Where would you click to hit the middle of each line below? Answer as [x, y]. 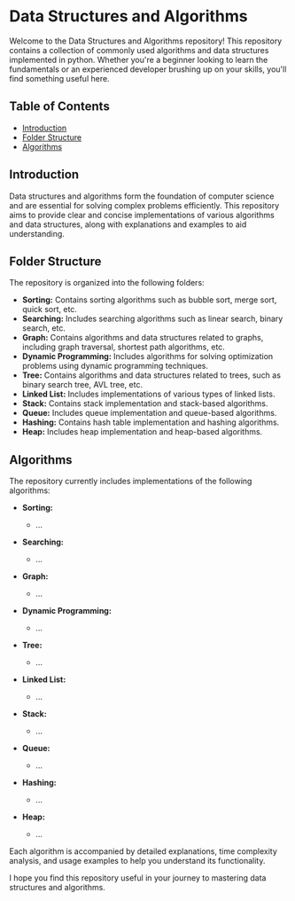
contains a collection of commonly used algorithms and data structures [139, 50]
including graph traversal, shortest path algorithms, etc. [124, 347]
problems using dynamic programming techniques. [115, 366]
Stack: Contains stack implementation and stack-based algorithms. [145, 403]
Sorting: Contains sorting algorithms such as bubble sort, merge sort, [149, 300]
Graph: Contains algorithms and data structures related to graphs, [143, 338]
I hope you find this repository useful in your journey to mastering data [138, 878]
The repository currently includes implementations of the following [131, 482]
